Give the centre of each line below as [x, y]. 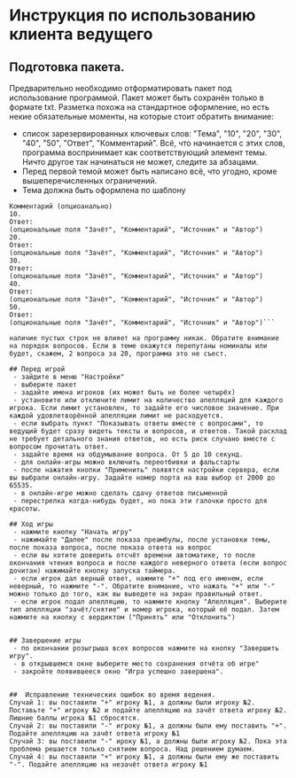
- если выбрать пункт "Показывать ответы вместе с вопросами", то [138, 424]
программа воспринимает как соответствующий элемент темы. [144, 152]
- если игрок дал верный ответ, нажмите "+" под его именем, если [138, 579]
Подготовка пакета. [67, 67]
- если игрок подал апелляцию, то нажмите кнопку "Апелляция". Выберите [150, 602]
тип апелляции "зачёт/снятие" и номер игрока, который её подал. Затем [144, 610]
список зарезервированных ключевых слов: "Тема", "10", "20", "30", [152, 133]
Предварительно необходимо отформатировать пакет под [121, 88]
